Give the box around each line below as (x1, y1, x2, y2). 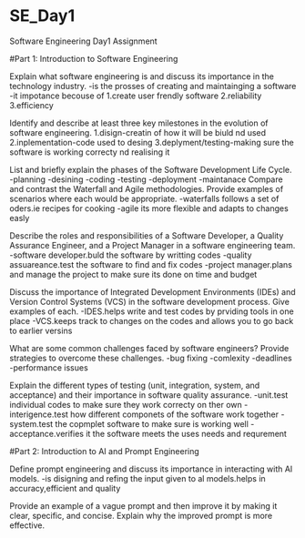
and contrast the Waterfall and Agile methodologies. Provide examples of (9, 183, 284, 194)
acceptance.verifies (9, 428, 85, 439)
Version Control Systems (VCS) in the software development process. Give (9, 296, 290, 307)
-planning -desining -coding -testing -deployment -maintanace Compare (9, 174, 284, 185)
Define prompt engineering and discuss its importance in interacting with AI (9, 463, 293, 474)
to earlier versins (9, 325, 73, 336)
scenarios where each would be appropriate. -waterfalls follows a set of (9, 193, 280, 204)
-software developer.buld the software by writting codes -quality (9, 249, 252, 260)
